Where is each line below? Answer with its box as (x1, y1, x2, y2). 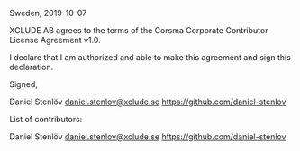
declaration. (9, 62, 54, 72)
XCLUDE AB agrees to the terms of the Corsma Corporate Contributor (9, 25, 268, 35)
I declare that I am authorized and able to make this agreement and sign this (9, 52, 291, 62)
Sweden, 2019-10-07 (9, 8, 87, 18)
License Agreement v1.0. (9, 35, 101, 45)
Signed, (9, 79, 38, 89)
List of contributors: (9, 114, 83, 124)
